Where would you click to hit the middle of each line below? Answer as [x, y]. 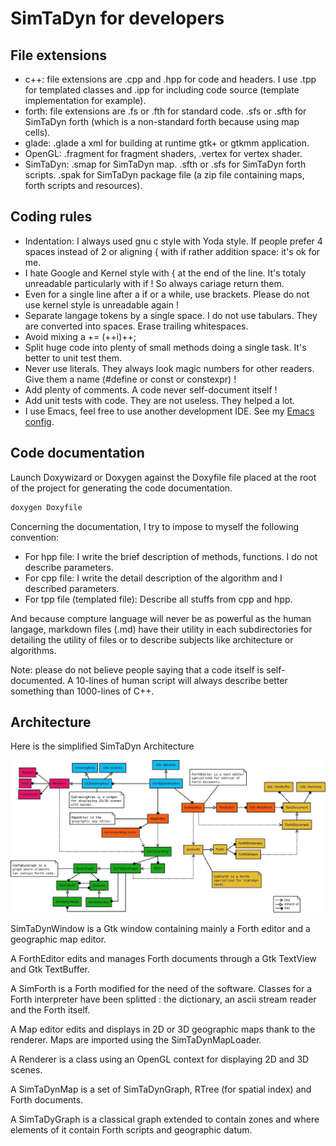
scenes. [26, 1069]
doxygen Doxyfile [46, 507]
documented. [38, 680]
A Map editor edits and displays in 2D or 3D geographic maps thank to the [163, 1029]
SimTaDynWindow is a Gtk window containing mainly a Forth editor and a [160, 928]
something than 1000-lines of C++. [82, 691]
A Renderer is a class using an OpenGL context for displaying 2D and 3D [160, 1059]
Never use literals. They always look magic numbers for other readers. [169, 368]
